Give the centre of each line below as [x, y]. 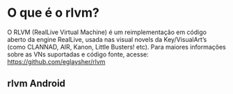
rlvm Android [37, 84]
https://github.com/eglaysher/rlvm [56, 61]
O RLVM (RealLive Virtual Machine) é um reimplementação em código [107, 32]
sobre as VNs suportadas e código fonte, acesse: [78, 54]
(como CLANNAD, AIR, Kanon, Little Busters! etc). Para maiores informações [116, 47]
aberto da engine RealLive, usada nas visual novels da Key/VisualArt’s [107, 39]
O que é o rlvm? [53, 13]
